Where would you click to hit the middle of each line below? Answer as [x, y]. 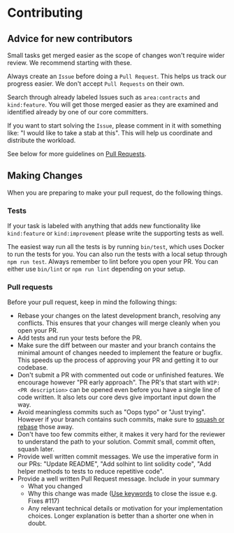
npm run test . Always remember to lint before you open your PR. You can [113, 262]
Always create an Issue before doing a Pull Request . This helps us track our [117, 76]
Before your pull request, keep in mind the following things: [92, 302]
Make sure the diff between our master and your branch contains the [117, 345]
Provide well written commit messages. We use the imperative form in [118, 457]
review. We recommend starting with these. [70, 63]
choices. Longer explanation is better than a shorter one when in [121, 516]
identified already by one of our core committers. [78, 112]
